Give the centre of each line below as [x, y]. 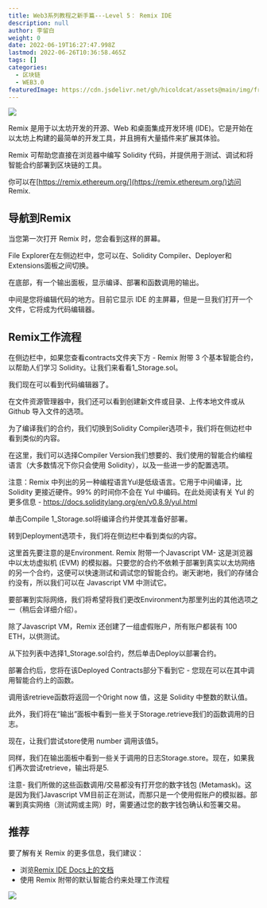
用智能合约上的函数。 [43, 680]
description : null [39, 23]
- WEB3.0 [30, 82]
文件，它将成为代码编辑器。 [54, 309]
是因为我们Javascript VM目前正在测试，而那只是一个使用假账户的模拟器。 [129, 794]
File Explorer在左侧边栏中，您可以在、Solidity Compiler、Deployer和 [120, 256]
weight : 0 [25, 38]
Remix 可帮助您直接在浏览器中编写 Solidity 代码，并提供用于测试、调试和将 [131, 155]
